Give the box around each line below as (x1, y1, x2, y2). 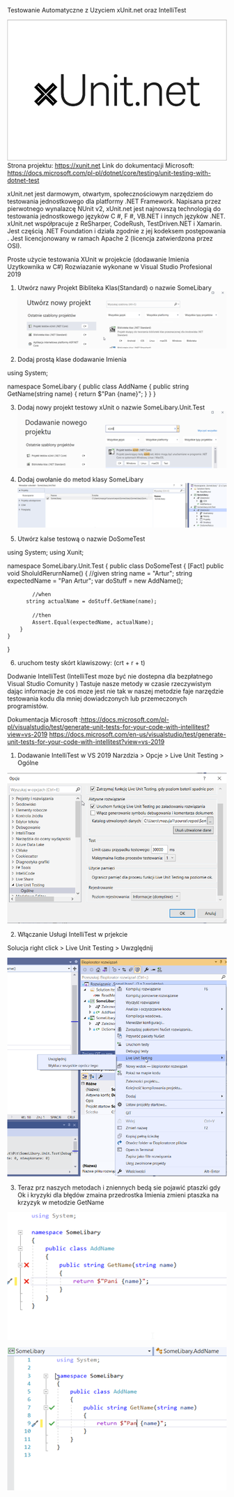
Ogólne (17, 758, 39, 767)
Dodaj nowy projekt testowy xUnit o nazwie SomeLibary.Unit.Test (17, 403, 205, 411)
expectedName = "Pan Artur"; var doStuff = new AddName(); (7, 576, 183, 585)
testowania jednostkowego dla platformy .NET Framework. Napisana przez (7, 197, 221, 205)
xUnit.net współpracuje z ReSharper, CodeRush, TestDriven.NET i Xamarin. (7, 219, 222, 228)
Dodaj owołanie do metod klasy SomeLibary (17, 475, 144, 484)
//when (32, 590, 52, 598)
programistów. (7, 701, 49, 710)
